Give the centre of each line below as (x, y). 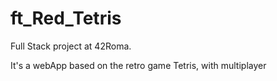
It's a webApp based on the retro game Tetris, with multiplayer (138, 65)
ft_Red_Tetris (66, 18)
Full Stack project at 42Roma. (71, 46)
